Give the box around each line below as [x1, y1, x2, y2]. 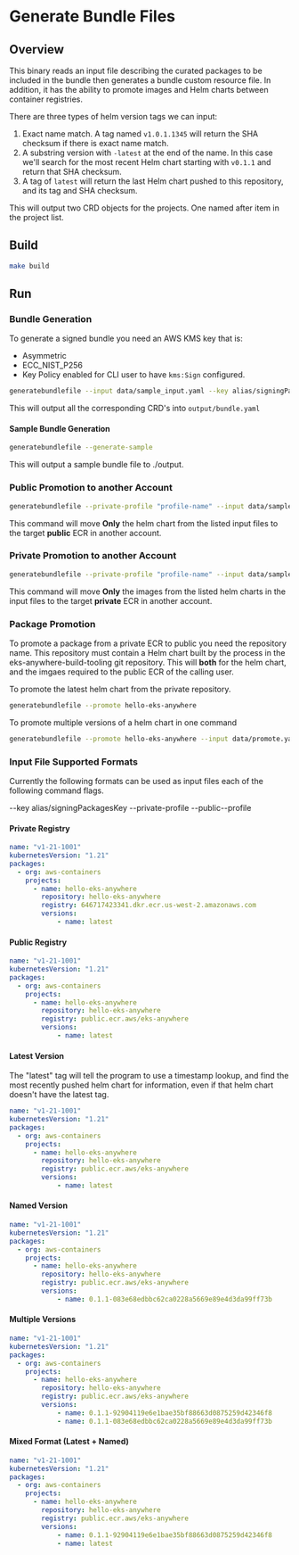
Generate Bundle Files [9, 6, 176, 27]
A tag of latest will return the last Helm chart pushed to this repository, [21, 176, 284, 186]
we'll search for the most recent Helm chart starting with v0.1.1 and [21, 157, 271, 167]
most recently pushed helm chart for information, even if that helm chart [9, 1079, 274, 1090]
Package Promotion [9, 617, 96, 630]
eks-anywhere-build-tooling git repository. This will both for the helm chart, [9, 657, 287, 667]
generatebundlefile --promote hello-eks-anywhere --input [9, 734, 229, 743]
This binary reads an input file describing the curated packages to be [9, 65, 263, 76]
